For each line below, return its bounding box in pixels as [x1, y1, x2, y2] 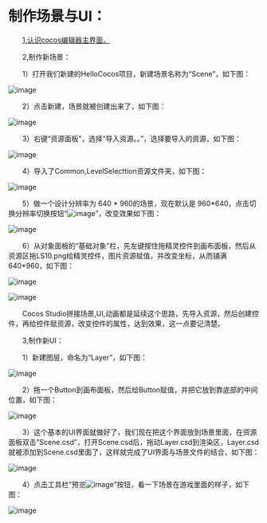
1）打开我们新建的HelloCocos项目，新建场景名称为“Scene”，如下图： [22, 69, 251, 78]
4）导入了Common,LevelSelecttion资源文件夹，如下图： [22, 166, 207, 175]
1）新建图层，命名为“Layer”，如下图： [22, 352, 147, 362]
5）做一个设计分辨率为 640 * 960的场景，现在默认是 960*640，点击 [22, 199, 249, 208]
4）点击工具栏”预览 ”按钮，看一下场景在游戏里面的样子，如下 [22, 479, 249, 489]
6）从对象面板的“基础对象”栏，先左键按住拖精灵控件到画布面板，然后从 [22, 241, 257, 250]
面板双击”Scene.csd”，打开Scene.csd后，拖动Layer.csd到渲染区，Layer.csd [8, 437, 259, 446]
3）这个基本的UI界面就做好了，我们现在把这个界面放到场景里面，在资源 [22, 427, 257, 437]
